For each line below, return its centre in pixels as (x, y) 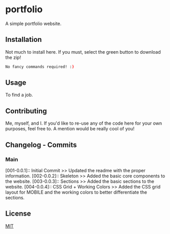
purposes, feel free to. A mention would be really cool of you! (70, 129)
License (18, 214)
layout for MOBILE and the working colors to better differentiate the (76, 192)
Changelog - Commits (41, 145)
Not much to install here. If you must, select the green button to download (83, 52)
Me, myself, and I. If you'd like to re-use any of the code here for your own (84, 123)
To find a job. (19, 95)
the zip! (13, 57)
